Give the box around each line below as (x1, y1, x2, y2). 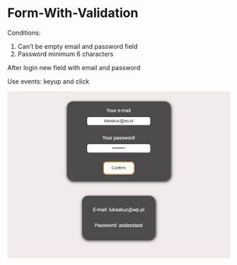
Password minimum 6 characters (17, 50, 114, 58)
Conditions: (7, 28, 41, 37)
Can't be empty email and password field (17, 42, 138, 50)
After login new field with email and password (7, 63, 141, 72)
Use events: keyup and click (7, 77, 90, 86)
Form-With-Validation (7, 5, 139, 21)
